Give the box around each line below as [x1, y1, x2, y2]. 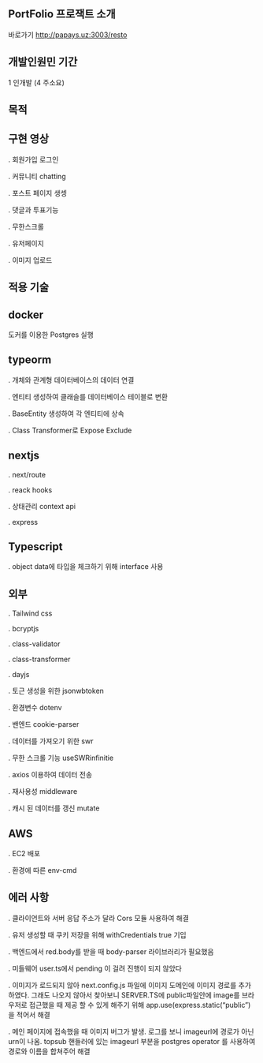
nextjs [8, 449, 39, 462]
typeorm [8, 354, 52, 367]
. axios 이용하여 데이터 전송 [8, 770, 93, 780]
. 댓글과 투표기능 [8, 204, 59, 215]
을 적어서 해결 [8, 1009, 51, 1020]
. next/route [8, 470, 46, 479]
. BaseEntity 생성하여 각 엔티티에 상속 [8, 409, 124, 418]
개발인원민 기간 [8, 55, 78, 69]
